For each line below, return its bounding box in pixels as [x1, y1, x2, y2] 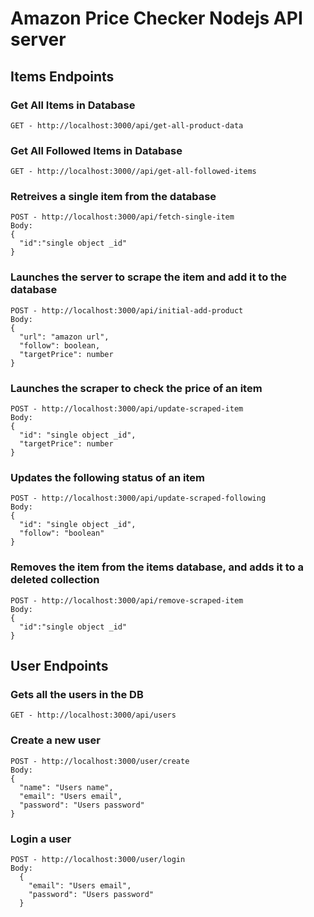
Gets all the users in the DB [10, 687, 144, 701]
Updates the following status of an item [10, 470, 206, 484]
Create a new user [10, 733, 101, 747]
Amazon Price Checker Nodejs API [10, 7, 303, 30]
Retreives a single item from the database [10, 190, 217, 204]
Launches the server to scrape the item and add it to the [10, 270, 288, 284]
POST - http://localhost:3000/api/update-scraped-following [10, 493, 267, 504]
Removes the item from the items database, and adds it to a [10, 560, 304, 574]
